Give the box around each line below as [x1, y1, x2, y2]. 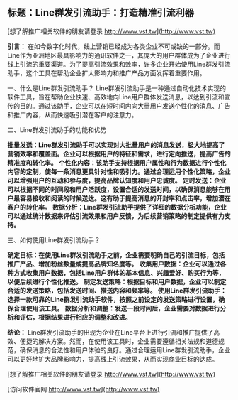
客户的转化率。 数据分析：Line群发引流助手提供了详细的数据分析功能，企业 [7, 202, 227, 211]
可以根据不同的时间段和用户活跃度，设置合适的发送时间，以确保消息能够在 [7, 185, 225, 193]
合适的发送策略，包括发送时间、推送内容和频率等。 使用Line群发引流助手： [7, 286, 227, 295]
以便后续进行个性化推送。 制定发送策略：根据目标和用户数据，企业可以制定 [7, 277, 227, 286]
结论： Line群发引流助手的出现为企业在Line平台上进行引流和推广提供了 [7, 328, 214, 336]
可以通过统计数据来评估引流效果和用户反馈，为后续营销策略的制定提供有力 [7, 212, 225, 220]
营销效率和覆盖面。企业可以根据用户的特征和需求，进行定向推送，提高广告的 [7, 149, 231, 158]
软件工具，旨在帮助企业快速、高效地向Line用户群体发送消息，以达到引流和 [7, 92, 225, 101]
